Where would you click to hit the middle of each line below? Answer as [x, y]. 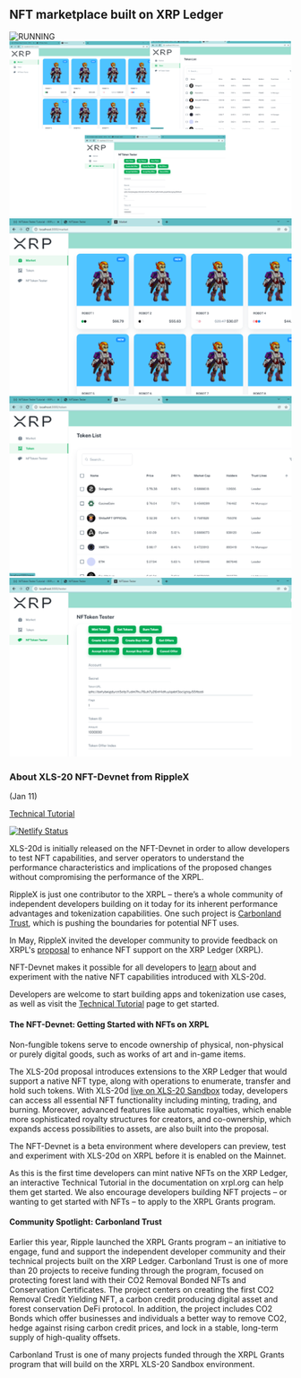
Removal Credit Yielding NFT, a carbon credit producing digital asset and [144, 1299]
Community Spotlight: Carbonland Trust [86, 1222]
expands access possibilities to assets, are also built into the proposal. [139, 1129]
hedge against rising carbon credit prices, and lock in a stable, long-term [144, 1328]
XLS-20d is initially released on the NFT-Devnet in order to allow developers [150, 849]
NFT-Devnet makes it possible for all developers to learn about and [133, 967]
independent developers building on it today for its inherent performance [144, 904]
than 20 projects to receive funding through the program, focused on [137, 1270]
